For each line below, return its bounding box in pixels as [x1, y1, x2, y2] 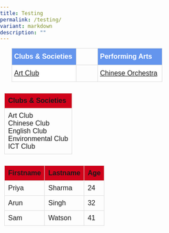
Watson [48, 214, 72, 222]
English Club [8, 127, 47, 135]
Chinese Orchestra [100, 69, 158, 77]
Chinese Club [8, 119, 50, 127]
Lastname [48, 169, 81, 177]
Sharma [48, 184, 73, 193]
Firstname [8, 169, 41, 177]
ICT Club [8, 143, 36, 151]
